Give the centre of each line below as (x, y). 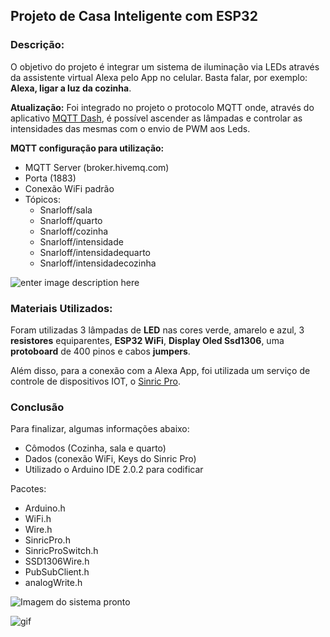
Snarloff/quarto (71, 220)
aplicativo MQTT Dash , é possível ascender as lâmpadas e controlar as (156, 118)
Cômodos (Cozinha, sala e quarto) (95, 448)
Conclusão (37, 407)
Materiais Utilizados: (61, 308)
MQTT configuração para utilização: (87, 148)
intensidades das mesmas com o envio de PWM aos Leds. (130, 128)
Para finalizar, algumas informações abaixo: (100, 429)
